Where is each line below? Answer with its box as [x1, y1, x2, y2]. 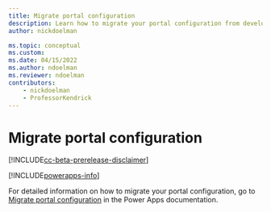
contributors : [8, 78, 56, 87]
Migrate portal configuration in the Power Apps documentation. [8, 195, 219, 205]
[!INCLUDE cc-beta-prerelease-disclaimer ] [8, 155, 149, 165]
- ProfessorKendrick [23, 94, 92, 102]
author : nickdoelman [8, 27, 78, 35]
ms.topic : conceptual [8, 41, 81, 49]
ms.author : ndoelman [8, 64, 78, 73]
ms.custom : [8, 49, 45, 57]
